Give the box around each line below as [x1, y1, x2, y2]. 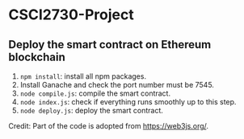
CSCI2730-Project [8, 6, 135, 24]
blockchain [8, 50, 66, 63]
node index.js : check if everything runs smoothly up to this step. [19, 97, 237, 106]
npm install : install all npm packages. [19, 72, 147, 81]
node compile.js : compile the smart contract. [19, 88, 171, 98]
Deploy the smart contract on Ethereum [8, 38, 212, 51]
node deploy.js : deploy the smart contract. [19, 106, 164, 115]
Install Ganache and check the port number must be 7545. [19, 80, 214, 89]
